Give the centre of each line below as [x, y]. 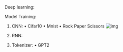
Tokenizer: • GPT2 [31, 45]
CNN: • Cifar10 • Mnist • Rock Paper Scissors [58, 26]
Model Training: [20, 16]
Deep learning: [20, 7]
